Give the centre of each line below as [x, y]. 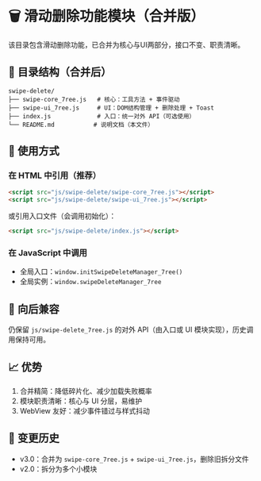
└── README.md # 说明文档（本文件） [81, 125]
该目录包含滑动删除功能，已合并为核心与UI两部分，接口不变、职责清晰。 [127, 44]
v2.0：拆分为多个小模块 [58, 468]
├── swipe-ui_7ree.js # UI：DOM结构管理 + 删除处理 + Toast [111, 108]
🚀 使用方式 [34, 151]
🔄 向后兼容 [34, 309]
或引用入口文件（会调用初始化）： [62, 216]
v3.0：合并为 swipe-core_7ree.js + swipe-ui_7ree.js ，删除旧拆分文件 [134, 459]
